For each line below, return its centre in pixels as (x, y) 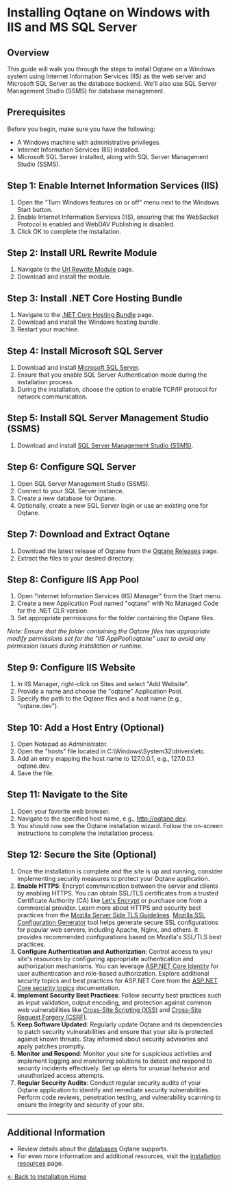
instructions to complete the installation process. (86, 833)
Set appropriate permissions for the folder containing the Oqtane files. (116, 618)
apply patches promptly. (51, 1046)
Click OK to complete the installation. (69, 231)
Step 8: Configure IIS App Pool (73, 579)
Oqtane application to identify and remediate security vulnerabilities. (113, 1090)
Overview (28, 52)
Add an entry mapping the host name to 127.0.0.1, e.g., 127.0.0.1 (105, 758)
